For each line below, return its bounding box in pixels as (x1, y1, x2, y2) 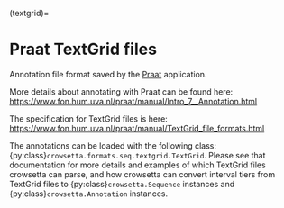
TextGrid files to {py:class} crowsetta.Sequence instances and (9, 178, 235, 189)
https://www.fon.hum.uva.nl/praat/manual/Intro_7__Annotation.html (9, 95, 258, 106)
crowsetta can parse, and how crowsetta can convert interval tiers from (9, 168, 276, 179)
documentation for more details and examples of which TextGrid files (9, 159, 266, 170)
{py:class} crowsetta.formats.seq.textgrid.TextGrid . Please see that (9, 149, 266, 160)
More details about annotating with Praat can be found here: (9, 86, 234, 97)
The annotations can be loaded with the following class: (9, 140, 216, 151)
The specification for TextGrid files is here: (9, 113, 169, 124)
